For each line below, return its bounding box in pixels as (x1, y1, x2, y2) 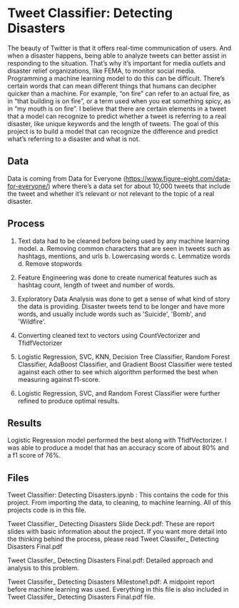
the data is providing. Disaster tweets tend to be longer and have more (17, 302, 225, 311)
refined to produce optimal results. (17, 396, 120, 405)
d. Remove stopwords (17, 259, 82, 268)
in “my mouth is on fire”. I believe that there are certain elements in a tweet (7, 104, 227, 113)
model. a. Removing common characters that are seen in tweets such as (17, 244, 230, 252)
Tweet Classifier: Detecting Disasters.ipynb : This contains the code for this (7, 490, 229, 500)
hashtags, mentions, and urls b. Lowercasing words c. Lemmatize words (17, 252, 230, 260)
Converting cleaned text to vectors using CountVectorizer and (17, 331, 200, 339)
